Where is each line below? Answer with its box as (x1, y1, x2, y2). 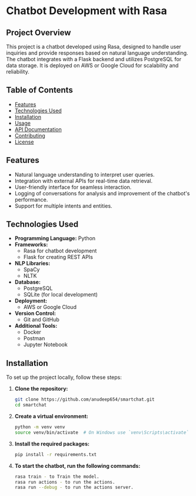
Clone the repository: (14, 385, 68, 392)
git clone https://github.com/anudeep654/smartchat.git (14, 397, 155, 402)
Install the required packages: (14, 440, 90, 447)
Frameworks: (14, 241, 48, 248)
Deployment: (14, 297, 48, 304)
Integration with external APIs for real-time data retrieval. (14, 177, 153, 184)
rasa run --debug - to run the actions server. (14, 484, 134, 491)
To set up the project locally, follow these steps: (6, 374, 122, 381)
